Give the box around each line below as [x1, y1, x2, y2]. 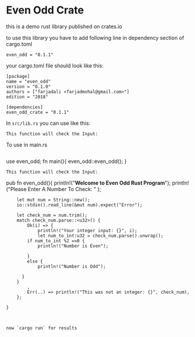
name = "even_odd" [6, 79, 51, 84]
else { [27, 258, 43, 264]
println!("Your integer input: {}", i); [37, 227, 138, 233]
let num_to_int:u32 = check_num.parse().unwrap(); [37, 233, 164, 239]
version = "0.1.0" [6, 83, 51, 90]
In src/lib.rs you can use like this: [6, 120, 91, 127]
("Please [6, 185, 27, 192]
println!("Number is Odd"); [37, 263, 107, 270]
